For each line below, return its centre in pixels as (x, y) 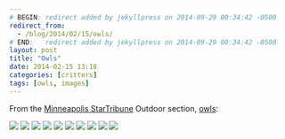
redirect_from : (37, 26)
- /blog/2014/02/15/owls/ (65, 34)
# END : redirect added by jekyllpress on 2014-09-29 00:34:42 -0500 (143, 42)
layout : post (33, 50)
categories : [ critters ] (53, 75)
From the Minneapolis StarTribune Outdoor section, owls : (114, 108)
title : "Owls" (36, 58)
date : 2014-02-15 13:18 (53, 67)
